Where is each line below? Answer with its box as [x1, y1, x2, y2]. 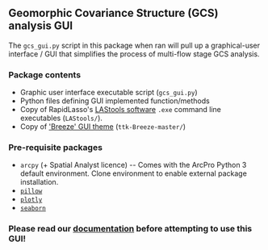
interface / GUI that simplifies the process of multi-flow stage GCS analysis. [8, 48, 260, 59]
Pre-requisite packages [8, 142, 103, 153]
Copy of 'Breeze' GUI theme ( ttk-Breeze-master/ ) [19, 122, 186, 131]
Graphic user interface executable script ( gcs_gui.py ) [19, 88, 198, 98]
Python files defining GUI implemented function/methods [19, 96, 210, 106]
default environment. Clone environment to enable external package [19, 169, 248, 178]
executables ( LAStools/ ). [19, 113, 103, 123]
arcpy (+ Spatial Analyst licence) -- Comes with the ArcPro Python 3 [19, 160, 247, 170]
